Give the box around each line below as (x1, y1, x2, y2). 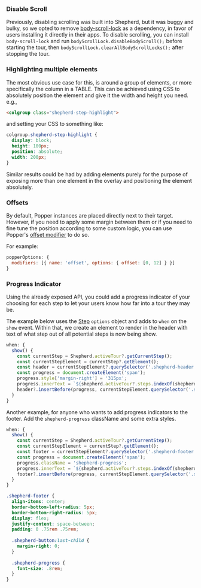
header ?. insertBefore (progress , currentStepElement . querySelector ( (17, 386, 188, 393)
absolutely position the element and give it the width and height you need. (6, 92, 188, 99)
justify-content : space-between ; (11, 521, 95, 527)
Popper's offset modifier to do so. (6, 231, 90, 239)
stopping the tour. (6, 50, 50, 58)
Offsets (6, 198, 29, 207)
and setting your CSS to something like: (6, 120, 103, 128)
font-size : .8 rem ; (17, 565, 63, 571)
